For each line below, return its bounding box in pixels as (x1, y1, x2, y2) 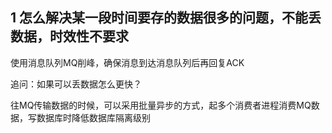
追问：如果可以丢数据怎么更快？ (10, 78, 142, 90)
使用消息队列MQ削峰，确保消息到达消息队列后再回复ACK (10, 56, 245, 68)
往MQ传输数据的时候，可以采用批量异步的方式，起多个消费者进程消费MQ (10, 99, 312, 111)
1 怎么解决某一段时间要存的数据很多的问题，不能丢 (10, 9, 322, 27)
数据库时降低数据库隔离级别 (36, 111, 151, 123)
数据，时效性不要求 (10, 28, 129, 45)
